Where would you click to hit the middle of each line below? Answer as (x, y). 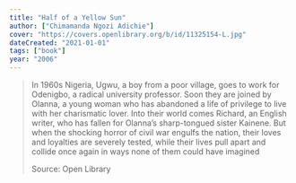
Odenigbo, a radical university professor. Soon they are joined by (151, 94)
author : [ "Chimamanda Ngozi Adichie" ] (82, 26)
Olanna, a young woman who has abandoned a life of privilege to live (159, 104)
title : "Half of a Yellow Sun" (68, 17)
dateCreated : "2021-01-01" (60, 43)
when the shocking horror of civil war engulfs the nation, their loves (156, 132)
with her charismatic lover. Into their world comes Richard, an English (159, 113)
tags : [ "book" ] (38, 51)
